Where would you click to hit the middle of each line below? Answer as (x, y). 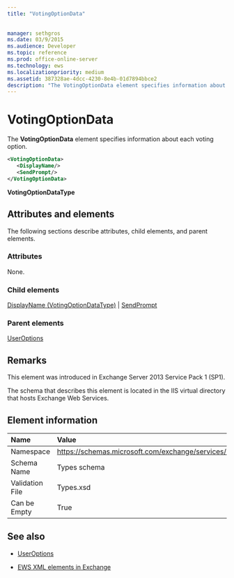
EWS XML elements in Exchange (64, 567)
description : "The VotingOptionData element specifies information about (117, 85)
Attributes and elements (61, 214)
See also (26, 536)
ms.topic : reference (37, 53)
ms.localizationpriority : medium (56, 72)
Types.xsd (74, 488)
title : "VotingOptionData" (46, 14)
